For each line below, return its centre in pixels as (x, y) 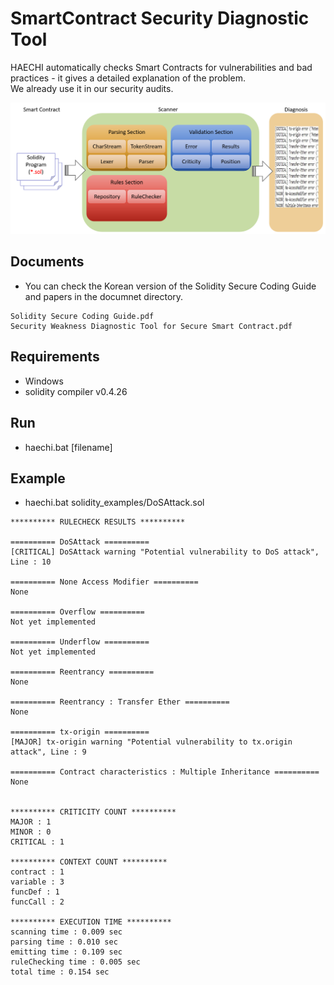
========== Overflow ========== (77, 612)
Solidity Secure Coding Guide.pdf (82, 316)
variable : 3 (37, 882)
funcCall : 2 (37, 902)
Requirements (55, 357)
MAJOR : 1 (31, 822)
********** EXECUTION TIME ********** (91, 922)
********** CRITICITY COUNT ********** (93, 812)
